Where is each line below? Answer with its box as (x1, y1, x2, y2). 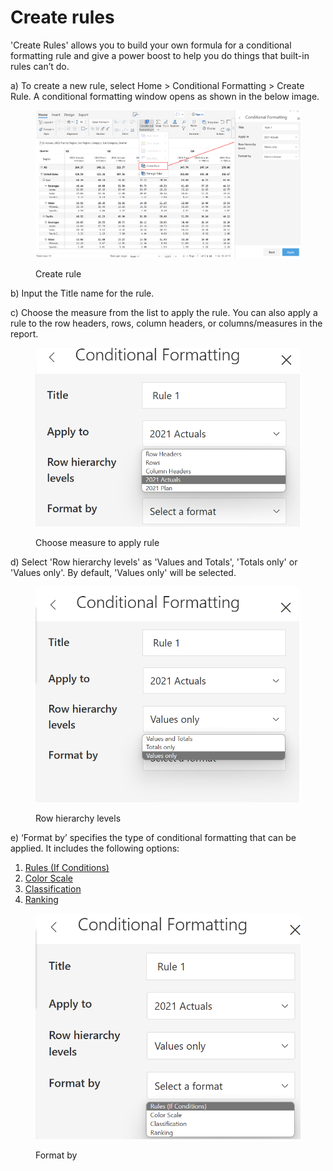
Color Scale (24, 872, 73, 885)
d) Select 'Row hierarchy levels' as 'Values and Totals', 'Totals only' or (10, 556, 298, 568)
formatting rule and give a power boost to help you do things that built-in (10, 49, 310, 61)
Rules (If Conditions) (24, 862, 110, 874)
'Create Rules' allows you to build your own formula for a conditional (10, 39, 292, 51)
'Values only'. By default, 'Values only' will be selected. (10, 567, 237, 579)
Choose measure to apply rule (35, 537, 160, 549)
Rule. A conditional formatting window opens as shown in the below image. (10, 90, 320, 102)
